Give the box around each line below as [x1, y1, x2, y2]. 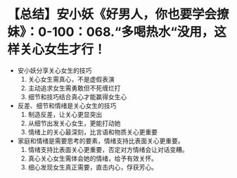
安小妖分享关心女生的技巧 [17, 66, 92, 75]
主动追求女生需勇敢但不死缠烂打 [27, 84, 121, 92]
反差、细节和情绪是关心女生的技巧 [17, 101, 117, 110]
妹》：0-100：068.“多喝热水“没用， [7, 24, 214, 40]
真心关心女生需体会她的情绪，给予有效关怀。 [27, 154, 158, 163]
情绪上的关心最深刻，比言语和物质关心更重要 [27, 127, 158, 136]
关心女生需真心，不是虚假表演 [27, 75, 115, 83]
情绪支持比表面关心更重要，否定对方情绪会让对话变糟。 [27, 145, 188, 153]
